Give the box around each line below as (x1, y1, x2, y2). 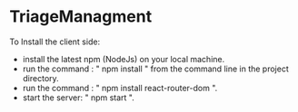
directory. (22, 72, 59, 83)
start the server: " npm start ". (22, 92, 134, 103)
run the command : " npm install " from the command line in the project (22, 63, 289, 74)
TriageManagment (9, 6, 153, 27)
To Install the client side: (9, 36, 101, 47)
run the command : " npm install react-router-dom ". (22, 82, 218, 93)
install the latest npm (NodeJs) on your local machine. (22, 53, 225, 64)
